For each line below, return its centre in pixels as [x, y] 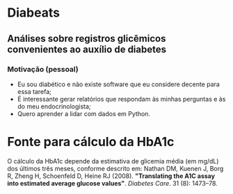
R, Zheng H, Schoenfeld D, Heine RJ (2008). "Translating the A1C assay [111, 176]
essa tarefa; [34, 91]
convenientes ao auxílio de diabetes [87, 49]
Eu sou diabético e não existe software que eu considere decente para [119, 84]
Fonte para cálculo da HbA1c [91, 142]
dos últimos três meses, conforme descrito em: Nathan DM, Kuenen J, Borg [115, 168]
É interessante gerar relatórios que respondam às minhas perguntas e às [121, 99]
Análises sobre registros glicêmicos [87, 39]
